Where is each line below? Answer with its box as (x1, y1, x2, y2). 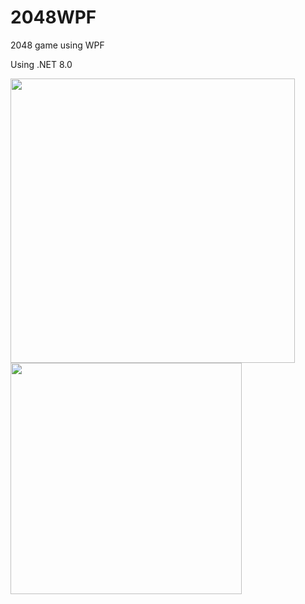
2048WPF (10, 6, 97, 29)
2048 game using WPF (10, 39, 105, 51)
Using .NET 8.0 (10, 58, 73, 70)
